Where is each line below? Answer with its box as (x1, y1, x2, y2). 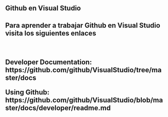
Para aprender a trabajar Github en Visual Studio (5, 21, 160, 30)
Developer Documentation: (5, 58, 92, 66)
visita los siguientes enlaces (5, 29, 96, 37)
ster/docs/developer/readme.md (5, 103, 111, 112)
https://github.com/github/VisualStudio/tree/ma (5, 65, 162, 74)
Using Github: (5, 88, 49, 96)
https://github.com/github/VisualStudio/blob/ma (5, 95, 163, 104)
